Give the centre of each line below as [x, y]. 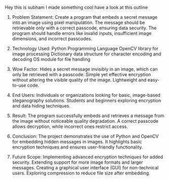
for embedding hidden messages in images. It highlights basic [77, 142]
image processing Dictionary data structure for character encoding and [87, 54]
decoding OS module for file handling [51, 59]
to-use [19, 85]
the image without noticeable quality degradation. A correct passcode [85, 121]
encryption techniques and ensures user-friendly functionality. [77, 147]
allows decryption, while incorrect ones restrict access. [70, 126]
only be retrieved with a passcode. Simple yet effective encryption [81, 75]
